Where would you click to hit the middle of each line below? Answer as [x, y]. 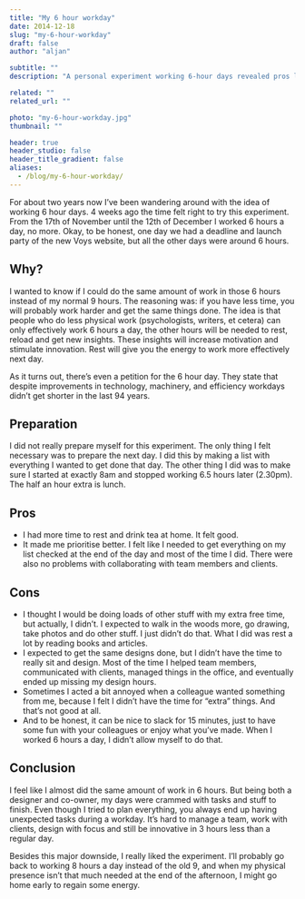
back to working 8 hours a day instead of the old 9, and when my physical [148, 865]
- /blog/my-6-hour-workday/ [71, 176]
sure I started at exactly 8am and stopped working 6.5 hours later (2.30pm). [151, 475]
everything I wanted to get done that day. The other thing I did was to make [150, 465]
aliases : [26, 168]
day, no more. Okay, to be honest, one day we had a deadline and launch [146, 231]
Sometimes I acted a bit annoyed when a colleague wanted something [154, 692]
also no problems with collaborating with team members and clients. [150, 564]
